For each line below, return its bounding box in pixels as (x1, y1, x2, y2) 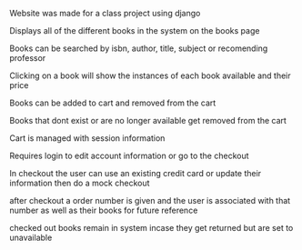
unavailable (9, 232, 53, 243)
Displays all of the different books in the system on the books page (9, 25, 260, 35)
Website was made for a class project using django (9, 8, 201, 18)
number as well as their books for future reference (9, 205, 198, 215)
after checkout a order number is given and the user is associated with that (9, 195, 291, 205)
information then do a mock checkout (9, 177, 150, 188)
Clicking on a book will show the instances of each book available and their (9, 70, 291, 81)
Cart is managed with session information (9, 133, 166, 144)
